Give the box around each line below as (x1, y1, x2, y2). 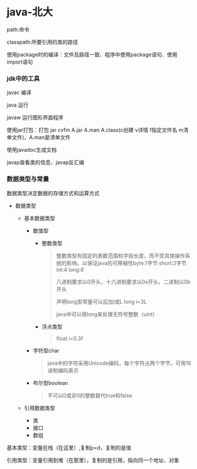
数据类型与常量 (6, 175, 49, 183)
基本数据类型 (24, 214, 55, 221)
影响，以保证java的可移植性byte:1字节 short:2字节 (66, 260, 187, 267)
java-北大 (6, 5, 54, 19)
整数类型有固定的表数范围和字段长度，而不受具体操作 (56, 252, 185, 259)
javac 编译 (6, 89, 32, 96)
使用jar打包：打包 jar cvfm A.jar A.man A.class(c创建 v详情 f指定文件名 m (6, 127, 184, 134)
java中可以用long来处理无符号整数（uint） (56, 310, 158, 318)
